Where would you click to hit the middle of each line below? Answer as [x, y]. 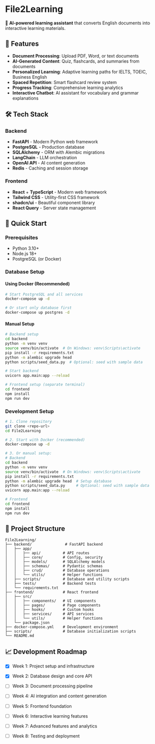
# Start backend [22, 371]
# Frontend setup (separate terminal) [45, 385]
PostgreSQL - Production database [48, 147]
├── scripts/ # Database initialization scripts [71, 632]
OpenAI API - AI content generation [49, 163]
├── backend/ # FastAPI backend [54, 545]
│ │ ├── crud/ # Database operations [57, 570]
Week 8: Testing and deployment [46, 736]
